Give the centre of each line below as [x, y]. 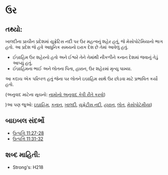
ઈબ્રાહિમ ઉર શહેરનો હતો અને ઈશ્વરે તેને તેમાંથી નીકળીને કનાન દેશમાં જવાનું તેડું [85, 57]
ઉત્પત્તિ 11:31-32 [28, 139]
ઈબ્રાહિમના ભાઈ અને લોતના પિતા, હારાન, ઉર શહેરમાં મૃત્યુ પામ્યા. [72, 69]
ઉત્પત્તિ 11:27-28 [28, 133]
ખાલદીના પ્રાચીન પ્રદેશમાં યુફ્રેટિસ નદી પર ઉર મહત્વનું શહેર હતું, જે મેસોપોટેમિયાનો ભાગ [84, 41]
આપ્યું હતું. [22, 63]
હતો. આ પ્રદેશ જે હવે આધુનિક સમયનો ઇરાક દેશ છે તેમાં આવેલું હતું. [67, 47]
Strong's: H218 [28, 167]
